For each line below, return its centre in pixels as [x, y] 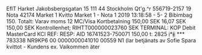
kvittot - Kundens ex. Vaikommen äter [53, 47]
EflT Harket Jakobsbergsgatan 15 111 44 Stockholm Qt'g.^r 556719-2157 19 [99, 9]
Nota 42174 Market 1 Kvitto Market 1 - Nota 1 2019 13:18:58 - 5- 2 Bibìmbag [99, 15]
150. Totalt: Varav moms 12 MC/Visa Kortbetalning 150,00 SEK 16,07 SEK [96, 21]
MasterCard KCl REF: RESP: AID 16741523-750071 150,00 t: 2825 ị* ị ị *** [96, 34]
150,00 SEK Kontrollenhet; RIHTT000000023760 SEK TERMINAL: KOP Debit [101, 27]
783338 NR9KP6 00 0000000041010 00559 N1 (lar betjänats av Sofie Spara [101, 40]
